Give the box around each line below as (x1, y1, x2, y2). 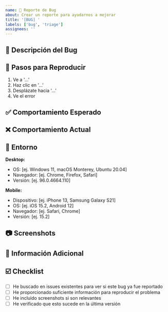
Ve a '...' (12, 76, 30, 83)
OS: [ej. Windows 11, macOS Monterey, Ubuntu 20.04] (12, 166, 127, 172)
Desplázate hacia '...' (12, 88, 57, 94)
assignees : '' (5, 27, 36, 32)
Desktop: (5, 156, 26, 162)
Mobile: (5, 187, 22, 193)
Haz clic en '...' (12, 82, 44, 88)
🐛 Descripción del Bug (5, 46, 78, 54)
